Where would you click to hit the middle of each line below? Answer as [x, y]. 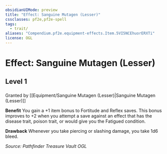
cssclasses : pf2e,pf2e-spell [36, 19]
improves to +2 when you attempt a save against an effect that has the [79, 116]
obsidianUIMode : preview [31, 10]
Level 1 [16, 82]
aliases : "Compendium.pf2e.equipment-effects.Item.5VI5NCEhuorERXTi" [80, 33]
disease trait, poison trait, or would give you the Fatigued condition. [75, 121]
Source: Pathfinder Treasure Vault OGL [46, 146]
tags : [11, 24]
